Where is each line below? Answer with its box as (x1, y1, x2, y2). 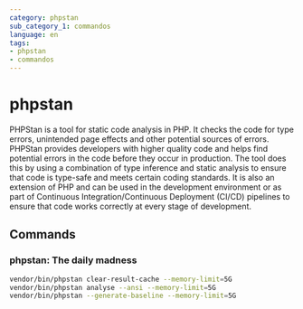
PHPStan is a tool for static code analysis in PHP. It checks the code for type (9, 124, 294, 135)
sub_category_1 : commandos (9, 22, 111, 31)
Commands (9, 227, 77, 242)
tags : (9, 38, 30, 48)
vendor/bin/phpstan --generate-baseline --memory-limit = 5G (9, 291, 237, 301)
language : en (9, 30, 59, 39)
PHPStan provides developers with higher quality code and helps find (9, 143, 269, 154)
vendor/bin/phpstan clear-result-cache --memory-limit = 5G (9, 275, 232, 284)
